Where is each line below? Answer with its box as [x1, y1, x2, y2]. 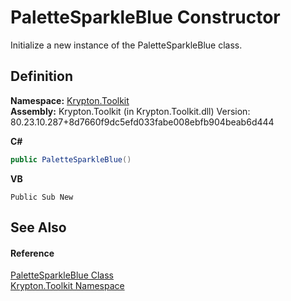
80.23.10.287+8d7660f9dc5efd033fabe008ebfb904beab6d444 [10, 116, 275, 128]
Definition [10, 68, 73, 85]
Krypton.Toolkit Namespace [10, 280, 125, 292]
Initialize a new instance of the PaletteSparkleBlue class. [10, 39, 243, 51]
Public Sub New [10, 192, 74, 202]
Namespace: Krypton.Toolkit [10, 94, 130, 106]
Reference [10, 247, 55, 259]
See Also [10, 219, 67, 236]
